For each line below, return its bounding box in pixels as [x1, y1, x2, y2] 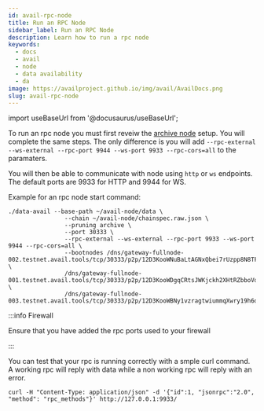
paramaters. [8, 154, 48, 163]
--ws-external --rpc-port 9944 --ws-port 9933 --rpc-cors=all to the [8, 145, 237, 155]
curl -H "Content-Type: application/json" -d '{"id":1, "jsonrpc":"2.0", [8, 388, 255, 397]
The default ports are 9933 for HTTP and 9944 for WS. [8, 178, 187, 187]
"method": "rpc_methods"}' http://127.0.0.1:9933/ [8, 395, 178, 403]
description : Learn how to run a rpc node [8, 33, 149, 42]
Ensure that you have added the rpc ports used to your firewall [8, 326, 211, 336]
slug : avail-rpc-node [8, 92, 79, 100]
